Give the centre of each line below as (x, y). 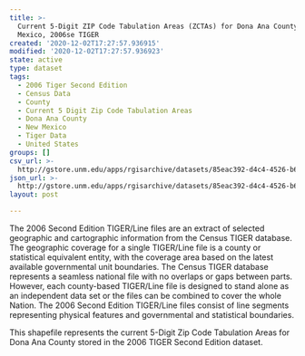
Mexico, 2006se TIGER (59, 34)
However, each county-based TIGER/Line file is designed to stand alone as (149, 286)
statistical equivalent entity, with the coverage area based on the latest (142, 257)
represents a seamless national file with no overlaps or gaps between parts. (151, 276)
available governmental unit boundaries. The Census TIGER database (139, 267)
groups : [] (30, 152)
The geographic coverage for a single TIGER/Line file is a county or (135, 247)
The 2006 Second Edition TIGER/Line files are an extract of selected (137, 228)
